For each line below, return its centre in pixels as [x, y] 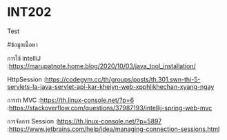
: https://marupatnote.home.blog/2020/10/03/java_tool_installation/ [102, 66]
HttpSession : [27, 79]
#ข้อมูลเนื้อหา [22, 44]
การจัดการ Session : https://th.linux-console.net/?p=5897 [85, 121]
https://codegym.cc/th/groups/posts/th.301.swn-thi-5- [123, 79]
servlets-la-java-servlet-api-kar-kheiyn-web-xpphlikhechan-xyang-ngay [111, 86]
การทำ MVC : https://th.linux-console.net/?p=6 [71, 100]
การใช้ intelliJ [24, 58]
